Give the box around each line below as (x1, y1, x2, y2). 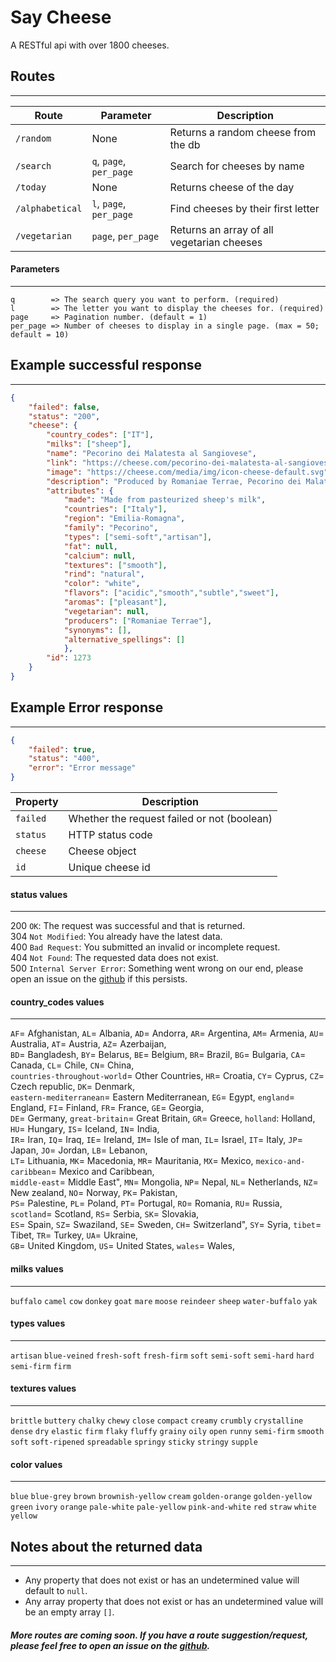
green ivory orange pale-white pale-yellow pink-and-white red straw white (10, 1502, 317, 1513)
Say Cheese (10, 6, 112, 29)
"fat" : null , (63, 541, 118, 551)
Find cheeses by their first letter (169, 201, 320, 215)
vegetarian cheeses (169, 235, 263, 249)
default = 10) (10, 329, 70, 340)
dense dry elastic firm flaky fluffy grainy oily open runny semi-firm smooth (10, 1427, 325, 1437)
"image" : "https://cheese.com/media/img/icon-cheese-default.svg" (46, 467, 329, 477)
